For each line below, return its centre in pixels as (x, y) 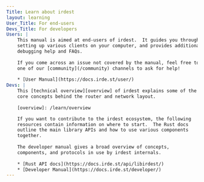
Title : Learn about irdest (40, 12)
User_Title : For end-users (40, 23)
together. (30, 136)
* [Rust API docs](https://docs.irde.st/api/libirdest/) (91, 164)
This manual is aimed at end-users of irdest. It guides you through (108, 40)
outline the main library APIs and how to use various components (103, 130)
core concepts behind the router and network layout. (87, 96)
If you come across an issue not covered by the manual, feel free (104, 62)
